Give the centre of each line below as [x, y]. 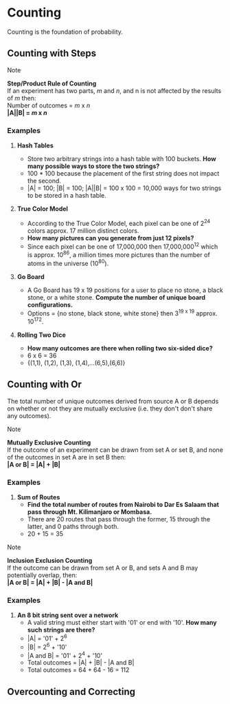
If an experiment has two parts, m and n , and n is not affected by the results [114, 90]
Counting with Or [45, 385]
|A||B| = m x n [27, 112]
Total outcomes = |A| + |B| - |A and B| [81, 663]
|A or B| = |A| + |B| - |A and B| [50, 583]
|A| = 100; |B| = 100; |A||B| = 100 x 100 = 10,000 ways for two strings [124, 188]
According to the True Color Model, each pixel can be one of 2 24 [119, 223]
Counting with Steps [52, 53]
